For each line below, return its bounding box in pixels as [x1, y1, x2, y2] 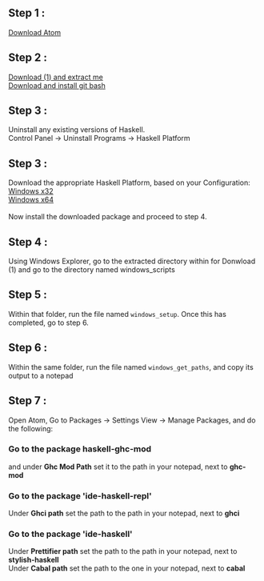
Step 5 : [8, 288, 48, 302]
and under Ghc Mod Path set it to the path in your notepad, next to [8, 462, 228, 471]
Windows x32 [8, 186, 54, 196]
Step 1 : [8, 6, 46, 20]
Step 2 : [8, 51, 48, 65]
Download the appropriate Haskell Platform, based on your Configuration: [8, 178, 250, 187]
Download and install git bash [8, 80, 106, 90]
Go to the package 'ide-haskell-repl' [8, 490, 152, 501]
